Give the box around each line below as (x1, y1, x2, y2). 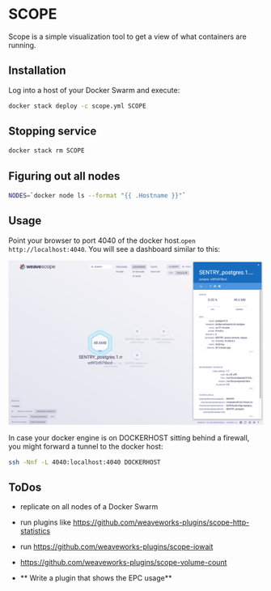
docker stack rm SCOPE (8, 147, 85, 155)
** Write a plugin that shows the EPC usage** (19, 573, 172, 583)
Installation (8, 64, 66, 78)
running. (8, 40, 36, 49)
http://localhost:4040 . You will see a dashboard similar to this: (8, 244, 221, 253)
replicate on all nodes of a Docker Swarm (19, 502, 159, 512)
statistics (19, 526, 51, 536)
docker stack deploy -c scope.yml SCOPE (8, 102, 147, 110)
